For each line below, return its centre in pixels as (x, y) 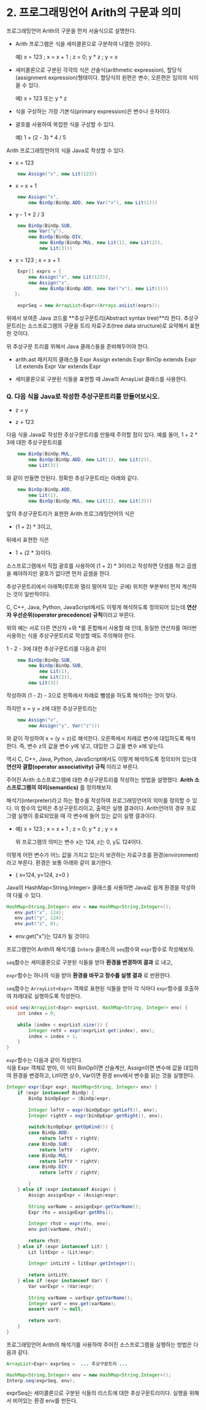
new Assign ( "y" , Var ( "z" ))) (64, 726)
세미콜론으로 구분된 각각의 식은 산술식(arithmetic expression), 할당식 (98, 70)
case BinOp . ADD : (49, 1133)
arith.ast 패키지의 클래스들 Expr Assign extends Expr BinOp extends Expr (106, 360)
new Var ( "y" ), (46, 231)
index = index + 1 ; (53, 1036)
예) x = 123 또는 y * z (41, 98)
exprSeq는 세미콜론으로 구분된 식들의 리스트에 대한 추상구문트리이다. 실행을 (97, 1393)
